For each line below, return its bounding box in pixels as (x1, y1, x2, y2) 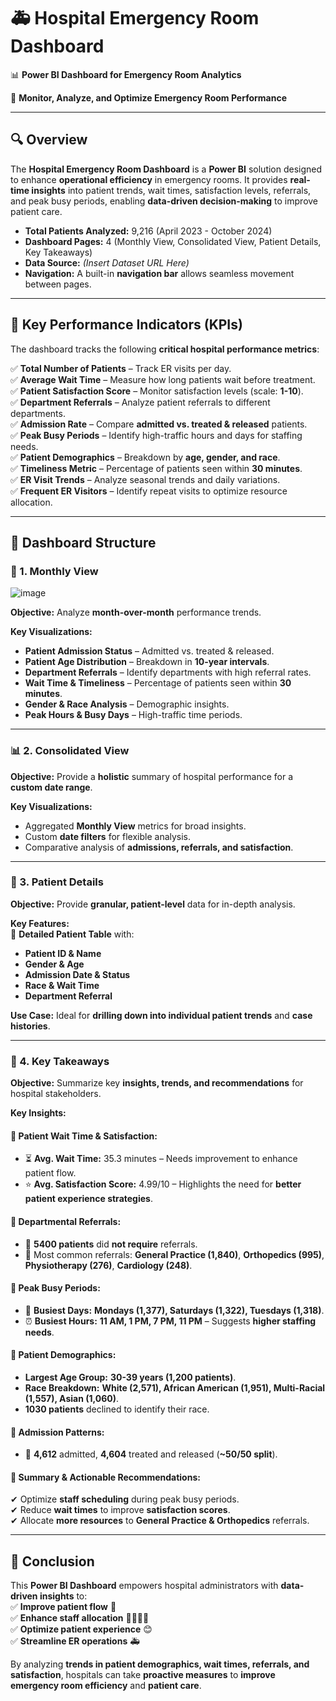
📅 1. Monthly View (10, 564, 99, 578)
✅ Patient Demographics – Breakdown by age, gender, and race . (10, 451, 281, 463)
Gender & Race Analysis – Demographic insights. (24, 698, 230, 710)
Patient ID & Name (24, 947, 102, 959)
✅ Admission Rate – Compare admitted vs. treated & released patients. (10, 418, 308, 430)
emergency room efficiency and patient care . (10, 1680, 202, 1692)
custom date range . (10, 781, 93, 793)
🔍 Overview (10, 131, 88, 149)
